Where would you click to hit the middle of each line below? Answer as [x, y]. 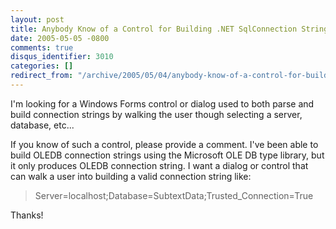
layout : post [37, 19]
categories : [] [42, 66]
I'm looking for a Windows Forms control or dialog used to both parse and [162, 103]
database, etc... [42, 125]
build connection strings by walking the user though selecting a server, [156, 114]
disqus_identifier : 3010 [62, 57]
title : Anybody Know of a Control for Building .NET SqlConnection [154, 29]
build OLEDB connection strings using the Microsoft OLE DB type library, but [167, 155]
